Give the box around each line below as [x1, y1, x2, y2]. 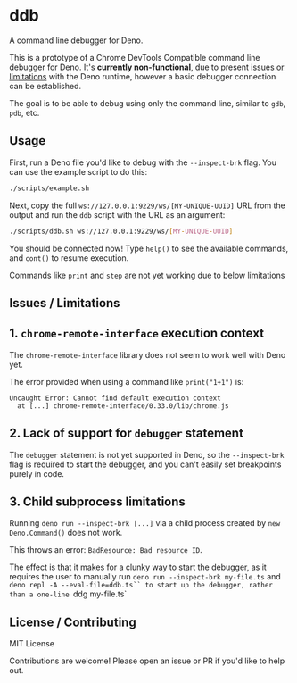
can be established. [9, 80, 82, 91]
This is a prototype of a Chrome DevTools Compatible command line [9, 52, 260, 62]
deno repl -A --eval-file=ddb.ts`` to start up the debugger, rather [9, 581, 274, 590]
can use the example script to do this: [9, 166, 148, 177]
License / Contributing [9, 614, 136, 629]
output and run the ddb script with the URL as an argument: [9, 209, 226, 220]
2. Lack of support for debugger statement [9, 426, 243, 441]
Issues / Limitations [9, 296, 120, 311]
